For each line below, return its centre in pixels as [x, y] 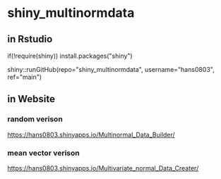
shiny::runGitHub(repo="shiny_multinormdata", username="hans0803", [111, 69]
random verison [35, 119]
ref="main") [25, 77]
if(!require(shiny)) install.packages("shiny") [70, 56]
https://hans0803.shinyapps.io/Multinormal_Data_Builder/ [91, 135]
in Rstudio [30, 39]
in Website [31, 99]
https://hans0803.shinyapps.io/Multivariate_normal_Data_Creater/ [103, 168]
